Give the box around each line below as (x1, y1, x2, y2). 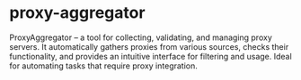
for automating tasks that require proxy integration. (9, 60, 198, 71)
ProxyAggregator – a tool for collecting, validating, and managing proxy (9, 32, 272, 43)
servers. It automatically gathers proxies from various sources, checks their (9, 41, 289, 52)
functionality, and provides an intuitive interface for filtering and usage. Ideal (9, 51, 292, 61)
